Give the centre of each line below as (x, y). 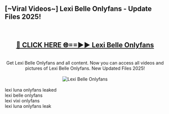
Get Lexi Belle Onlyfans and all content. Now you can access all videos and (85, 63)
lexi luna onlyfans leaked (31, 90)
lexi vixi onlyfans (22, 101)
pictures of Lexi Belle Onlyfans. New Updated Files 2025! (85, 68)
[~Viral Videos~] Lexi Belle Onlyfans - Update (78, 9)
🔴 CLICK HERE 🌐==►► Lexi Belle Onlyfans (85, 45)
